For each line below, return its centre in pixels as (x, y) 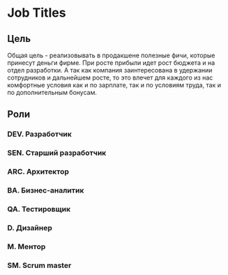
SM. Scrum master (39, 265)
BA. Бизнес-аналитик (46, 191)
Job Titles (37, 13)
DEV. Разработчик (39, 134)
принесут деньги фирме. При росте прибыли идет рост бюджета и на (111, 63)
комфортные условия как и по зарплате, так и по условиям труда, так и (114, 85)
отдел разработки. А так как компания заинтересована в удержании (110, 70)
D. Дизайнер (30, 228)
